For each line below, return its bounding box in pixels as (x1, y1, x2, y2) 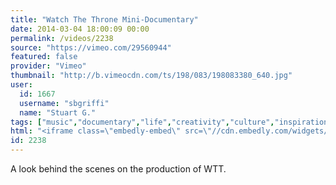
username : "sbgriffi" (19, 98, 110, 108)
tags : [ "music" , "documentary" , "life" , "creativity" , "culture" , (10, 117, 275, 127)
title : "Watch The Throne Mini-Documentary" (10, 14, 199, 25)
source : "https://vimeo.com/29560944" (10, 42, 172, 53)
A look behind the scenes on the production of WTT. (10, 163, 227, 175)
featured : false (10, 52, 78, 62)
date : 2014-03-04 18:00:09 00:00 (10, 24, 150, 34)
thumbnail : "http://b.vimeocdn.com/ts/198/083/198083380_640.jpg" (10, 71, 293, 81)
